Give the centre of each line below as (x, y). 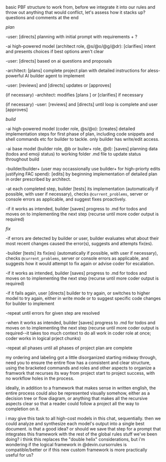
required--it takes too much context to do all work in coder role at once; (78, 333)
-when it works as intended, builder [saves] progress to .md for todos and (81, 323)
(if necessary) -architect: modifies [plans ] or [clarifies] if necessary (74, 95)
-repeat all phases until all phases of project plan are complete (69, 348)
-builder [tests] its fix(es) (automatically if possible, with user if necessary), (82, 253)
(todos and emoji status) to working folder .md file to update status (73, 154)
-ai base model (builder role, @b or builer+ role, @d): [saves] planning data (82, 149)
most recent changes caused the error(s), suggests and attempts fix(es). (79, 244)
